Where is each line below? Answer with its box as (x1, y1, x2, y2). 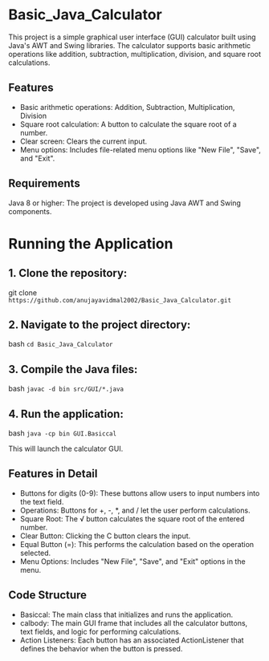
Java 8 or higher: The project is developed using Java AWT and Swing (8, 198, 241, 208)
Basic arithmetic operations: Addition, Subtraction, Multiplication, (19, 102, 235, 112)
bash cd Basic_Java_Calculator (8, 339, 113, 349)
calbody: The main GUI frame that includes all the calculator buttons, (19, 618, 248, 627)
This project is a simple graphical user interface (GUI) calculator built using (8, 32, 256, 42)
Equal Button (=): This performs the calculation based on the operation (19, 539, 255, 549)
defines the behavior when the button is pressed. (19, 643, 183, 653)
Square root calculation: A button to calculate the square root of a (19, 119, 237, 129)
